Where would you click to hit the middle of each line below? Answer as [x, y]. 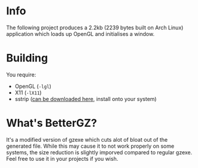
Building [27, 58]
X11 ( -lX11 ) [28, 92]
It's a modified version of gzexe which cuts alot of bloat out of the [87, 139]
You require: [21, 74]
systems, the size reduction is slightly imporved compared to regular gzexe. [99, 152]
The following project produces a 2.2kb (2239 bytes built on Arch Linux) [95, 28]
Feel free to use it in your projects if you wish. [62, 158]
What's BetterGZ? [52, 123]
